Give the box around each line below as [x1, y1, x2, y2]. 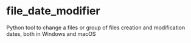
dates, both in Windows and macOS [6, 30, 96, 37]
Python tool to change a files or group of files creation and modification [6, 24, 186, 31]
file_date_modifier [6, 4, 100, 18]
